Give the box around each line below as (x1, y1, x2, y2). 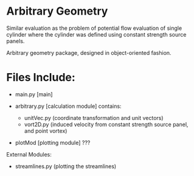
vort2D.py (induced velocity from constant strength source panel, (24, 121, 189, 128)
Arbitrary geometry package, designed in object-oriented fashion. (6, 49, 171, 56)
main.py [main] (15, 90, 53, 98)
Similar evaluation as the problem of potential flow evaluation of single (6, 24, 182, 32)
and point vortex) (24, 127, 68, 135)
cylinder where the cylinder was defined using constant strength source (6, 30, 187, 38)
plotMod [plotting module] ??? (15, 139, 91, 146)
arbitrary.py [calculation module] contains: (15, 102, 122, 110)
